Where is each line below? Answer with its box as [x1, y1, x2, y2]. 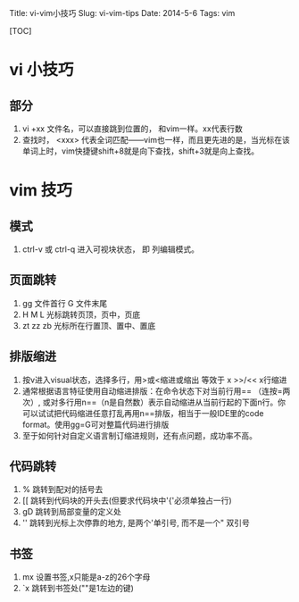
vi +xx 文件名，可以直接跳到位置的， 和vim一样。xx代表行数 [21, 123, 243, 134]
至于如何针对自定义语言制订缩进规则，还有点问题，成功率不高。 [21, 430, 257, 440]
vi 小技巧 [9, 60, 74, 80]
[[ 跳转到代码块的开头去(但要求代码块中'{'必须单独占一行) [21, 495, 232, 506]
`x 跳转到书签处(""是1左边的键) [21, 583, 134, 594]
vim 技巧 [9, 180, 73, 201]
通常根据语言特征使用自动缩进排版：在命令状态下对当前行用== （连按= [21, 385, 283, 396]
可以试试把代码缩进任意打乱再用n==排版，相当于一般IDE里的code [21, 407, 264, 418]
